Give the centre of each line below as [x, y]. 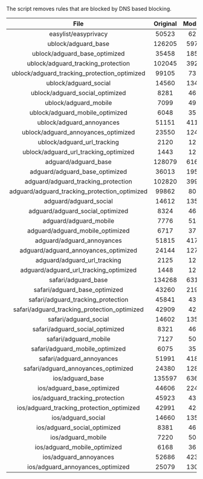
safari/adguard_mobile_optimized [78, 349]
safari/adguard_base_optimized [79, 290]
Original [165, 24]
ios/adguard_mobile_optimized [78, 447]
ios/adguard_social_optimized [78, 428]
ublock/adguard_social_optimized [79, 93]
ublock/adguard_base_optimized [79, 54]
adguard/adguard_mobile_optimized [78, 231]
